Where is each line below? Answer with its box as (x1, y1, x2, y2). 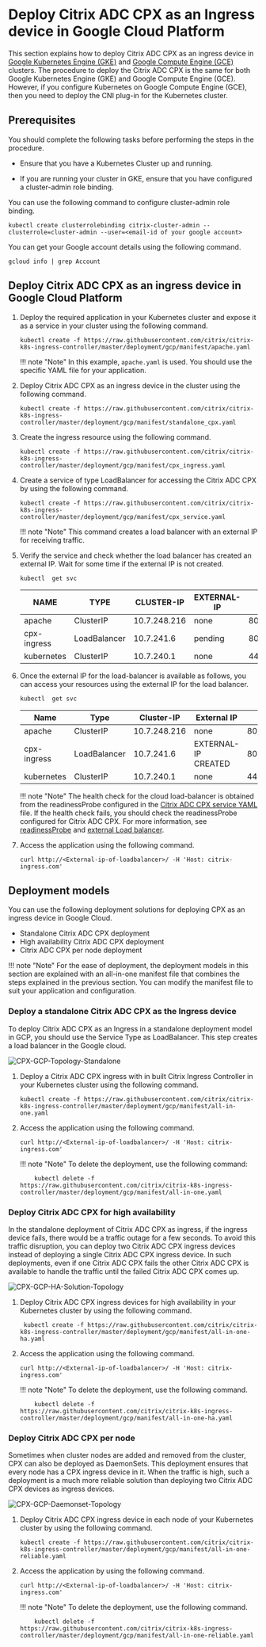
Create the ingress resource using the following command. (19, 432, 211, 441)
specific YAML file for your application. (19, 365, 146, 375)
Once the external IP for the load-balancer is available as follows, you (19, 671, 247, 681)
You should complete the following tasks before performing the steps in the (8, 135, 255, 144)
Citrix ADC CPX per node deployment (19, 945, 142, 955)
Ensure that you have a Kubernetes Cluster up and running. (19, 158, 213, 168)
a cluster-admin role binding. (19, 182, 114, 192)
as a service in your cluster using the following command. (19, 321, 208, 330)
